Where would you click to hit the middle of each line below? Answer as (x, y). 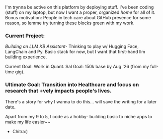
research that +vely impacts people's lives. (58, 91)
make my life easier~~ (28, 122)
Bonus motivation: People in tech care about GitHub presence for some (78, 18)
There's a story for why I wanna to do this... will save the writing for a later (81, 101)
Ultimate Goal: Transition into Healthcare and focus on (72, 85)
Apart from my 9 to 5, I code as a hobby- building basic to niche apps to (79, 116)
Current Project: (25, 36)
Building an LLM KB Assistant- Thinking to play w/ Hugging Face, (72, 46)
